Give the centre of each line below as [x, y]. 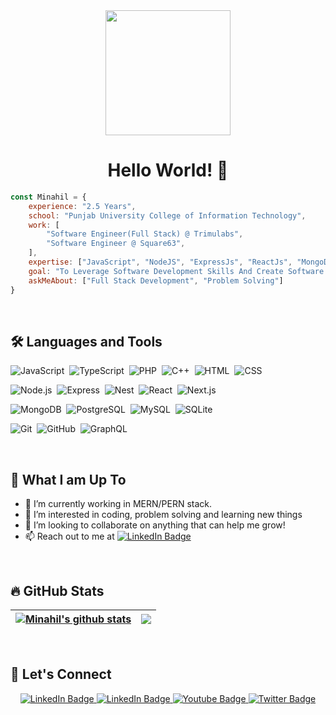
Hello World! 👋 [168, 170]
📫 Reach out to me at [69, 536]
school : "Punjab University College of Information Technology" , [167, 215]
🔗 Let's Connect [61, 674]
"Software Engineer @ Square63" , [116, 244]
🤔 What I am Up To [68, 479]
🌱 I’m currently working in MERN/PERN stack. [118, 504]
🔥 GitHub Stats [57, 590]
